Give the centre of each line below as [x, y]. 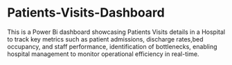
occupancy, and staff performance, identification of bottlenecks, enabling [112, 46]
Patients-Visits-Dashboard [86, 13]
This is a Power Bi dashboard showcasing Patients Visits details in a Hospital [116, 32]
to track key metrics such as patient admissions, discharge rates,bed [105, 39]
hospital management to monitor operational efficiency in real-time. [103, 54]
